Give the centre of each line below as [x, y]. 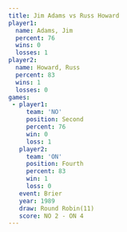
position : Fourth [55, 164]
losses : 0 [32, 90]
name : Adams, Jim [44, 30]
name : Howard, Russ [48, 68]
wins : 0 [28, 45]
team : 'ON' [44, 156]
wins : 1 [28, 82]
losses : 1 [32, 53]
